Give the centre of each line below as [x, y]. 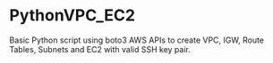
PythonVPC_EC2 [73, 16]
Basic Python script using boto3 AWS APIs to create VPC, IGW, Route [137, 40]
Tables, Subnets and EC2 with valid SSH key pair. [100, 49]
